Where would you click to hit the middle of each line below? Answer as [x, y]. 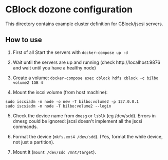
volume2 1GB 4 [28, 83]
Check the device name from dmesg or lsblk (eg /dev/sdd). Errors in [84, 115]
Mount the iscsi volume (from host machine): [60, 92]
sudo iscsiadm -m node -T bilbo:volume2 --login [58, 106]
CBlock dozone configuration [69, 10]
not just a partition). [34, 142]
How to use [24, 40]
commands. [25, 127]
